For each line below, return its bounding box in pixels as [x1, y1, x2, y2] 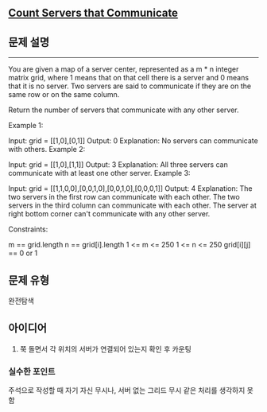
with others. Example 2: [8, 145, 86, 154]
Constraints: [8, 224, 48, 234]
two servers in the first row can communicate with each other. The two [8, 192, 240, 202]
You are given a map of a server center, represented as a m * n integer [8, 64, 239, 74]
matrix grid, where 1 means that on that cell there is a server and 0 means [8, 73, 249, 83]
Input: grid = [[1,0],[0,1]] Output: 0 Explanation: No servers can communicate [8, 136, 258, 146]
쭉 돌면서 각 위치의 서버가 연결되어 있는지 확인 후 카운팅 [19, 344, 192, 353]
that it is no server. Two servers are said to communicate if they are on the [8, 81, 252, 91]
